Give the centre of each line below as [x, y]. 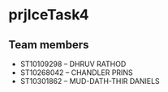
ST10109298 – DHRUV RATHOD [73, 64]
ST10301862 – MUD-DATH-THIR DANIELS [90, 81]
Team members [49, 45]
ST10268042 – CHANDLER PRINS [76, 73]
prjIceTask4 [49, 15]
